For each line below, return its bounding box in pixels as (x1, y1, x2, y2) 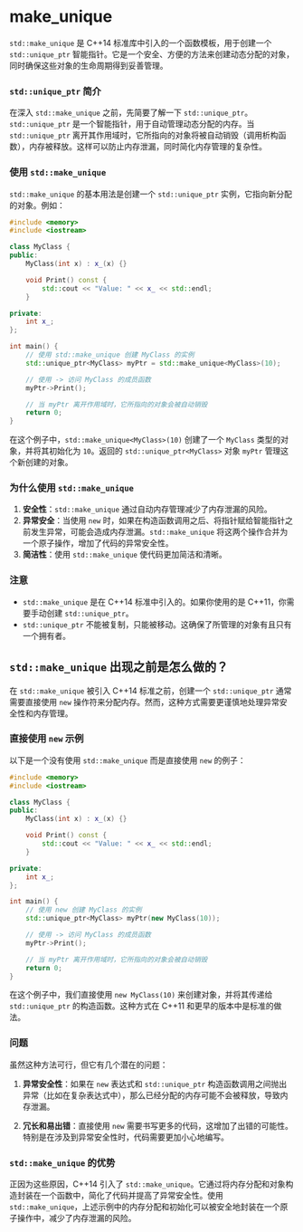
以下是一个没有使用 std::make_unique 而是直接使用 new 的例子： (9, 754, 246, 766)
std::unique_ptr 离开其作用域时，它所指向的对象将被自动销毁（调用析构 (9, 129, 279, 141)
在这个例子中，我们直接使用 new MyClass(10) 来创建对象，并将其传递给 (9, 989, 273, 1000)
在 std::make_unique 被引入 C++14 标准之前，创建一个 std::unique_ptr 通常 (9, 685, 292, 696)
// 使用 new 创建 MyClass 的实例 (25, 905, 142, 915)
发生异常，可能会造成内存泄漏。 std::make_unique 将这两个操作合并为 (30, 527, 289, 538)
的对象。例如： (9, 199, 65, 210)
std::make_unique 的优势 (9, 1156, 116, 1169)
